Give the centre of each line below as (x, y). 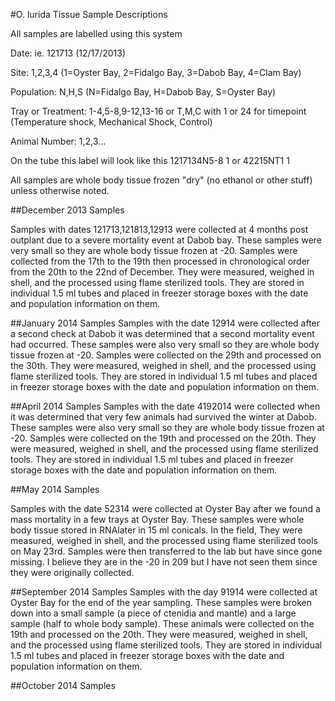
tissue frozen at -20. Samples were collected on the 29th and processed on (166, 355)
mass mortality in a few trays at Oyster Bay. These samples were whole (157, 519)
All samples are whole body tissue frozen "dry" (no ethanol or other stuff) (161, 180)
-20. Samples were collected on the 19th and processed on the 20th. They (163, 438)
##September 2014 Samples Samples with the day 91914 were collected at (164, 592)
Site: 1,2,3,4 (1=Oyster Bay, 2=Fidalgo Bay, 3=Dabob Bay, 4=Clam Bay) (156, 72)
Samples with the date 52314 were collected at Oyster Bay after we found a (165, 508)
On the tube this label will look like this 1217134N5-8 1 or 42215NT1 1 (150, 160)
